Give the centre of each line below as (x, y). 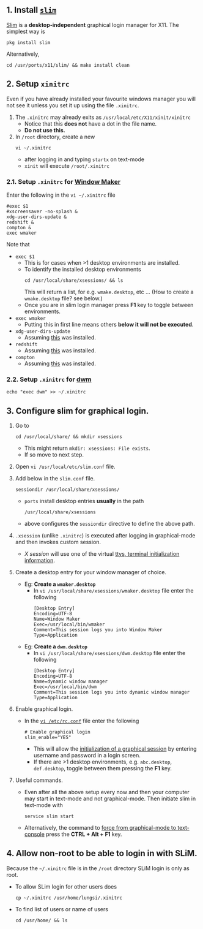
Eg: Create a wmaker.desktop (60, 584)
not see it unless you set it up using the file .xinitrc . (73, 105)
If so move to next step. (54, 455)
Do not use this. (45, 130)
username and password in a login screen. (87, 756)
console (34, 834)
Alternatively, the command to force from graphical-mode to (100, 828)
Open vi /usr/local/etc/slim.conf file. (65, 467)
